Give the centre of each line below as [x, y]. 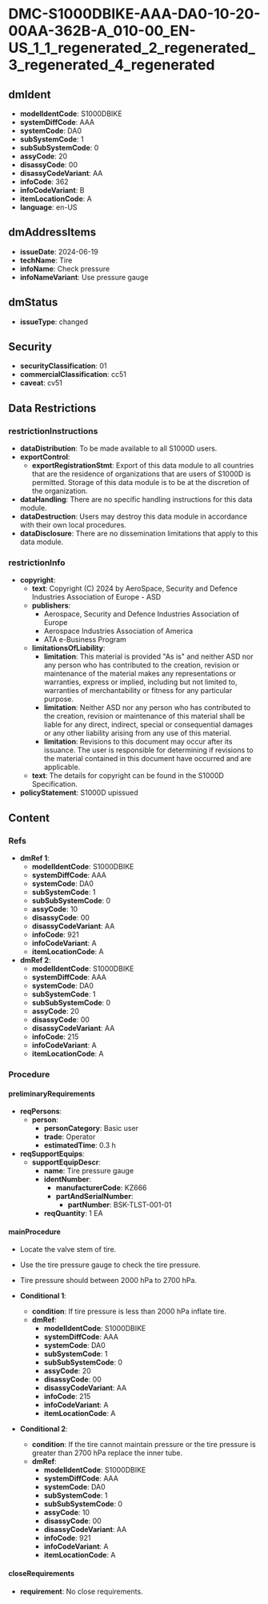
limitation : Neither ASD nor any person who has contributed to [147, 708]
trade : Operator [70, 1137]
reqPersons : [41, 1111]
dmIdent [30, 94]
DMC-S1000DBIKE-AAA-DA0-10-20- [134, 14]
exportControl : [45, 457]
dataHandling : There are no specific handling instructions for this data [136, 499]
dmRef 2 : [35, 960]
